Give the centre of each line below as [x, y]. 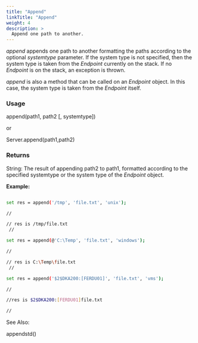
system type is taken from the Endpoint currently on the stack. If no [89, 64]
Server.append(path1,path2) [41, 140]
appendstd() [21, 334]
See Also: [18, 322]
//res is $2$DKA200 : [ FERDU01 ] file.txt [54, 300]
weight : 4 [18, 23]
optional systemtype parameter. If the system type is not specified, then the [99, 57]
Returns [18, 155]
